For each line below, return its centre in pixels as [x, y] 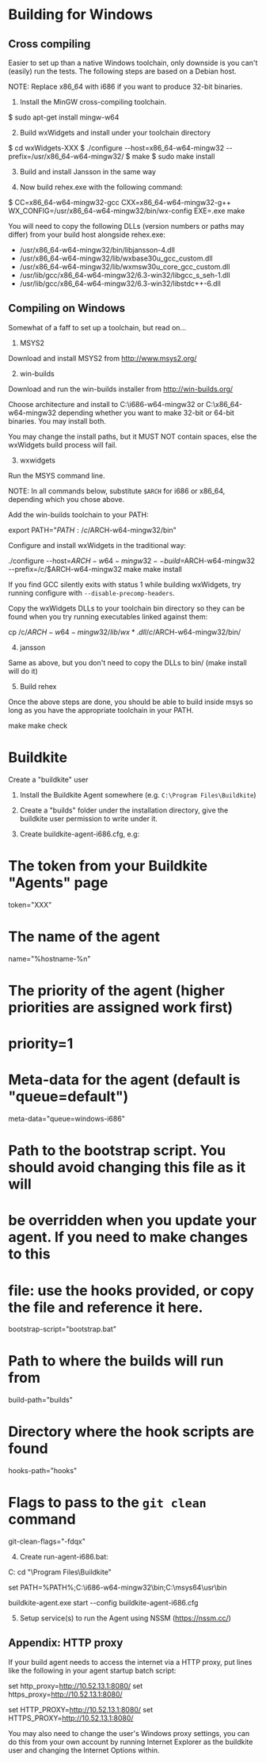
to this [29, 1254]
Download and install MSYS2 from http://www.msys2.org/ [103, 358]
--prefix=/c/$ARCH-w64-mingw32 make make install [95, 569]
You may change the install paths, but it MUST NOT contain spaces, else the [133, 436]
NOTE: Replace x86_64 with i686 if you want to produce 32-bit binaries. [125, 86]
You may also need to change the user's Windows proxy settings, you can [129, 1733]
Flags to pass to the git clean [108, 1503]
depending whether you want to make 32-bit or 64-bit [146, 413]
